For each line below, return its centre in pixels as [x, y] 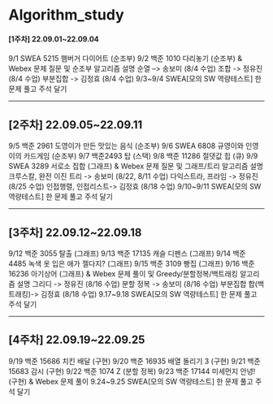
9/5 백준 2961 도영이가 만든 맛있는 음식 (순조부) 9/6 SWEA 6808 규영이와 [126, 146]
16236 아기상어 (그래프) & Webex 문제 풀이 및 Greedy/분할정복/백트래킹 [123, 274]
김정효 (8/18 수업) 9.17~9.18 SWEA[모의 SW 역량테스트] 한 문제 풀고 [149, 294]
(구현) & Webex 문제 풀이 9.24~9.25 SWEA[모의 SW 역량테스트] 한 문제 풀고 [131, 381]
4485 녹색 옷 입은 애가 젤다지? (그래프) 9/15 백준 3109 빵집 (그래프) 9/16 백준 [132, 264]
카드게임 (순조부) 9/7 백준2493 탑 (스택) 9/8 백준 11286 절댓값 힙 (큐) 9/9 [141, 156]
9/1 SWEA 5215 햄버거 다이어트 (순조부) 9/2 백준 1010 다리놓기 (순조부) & [125, 59]
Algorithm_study [66, 15]
